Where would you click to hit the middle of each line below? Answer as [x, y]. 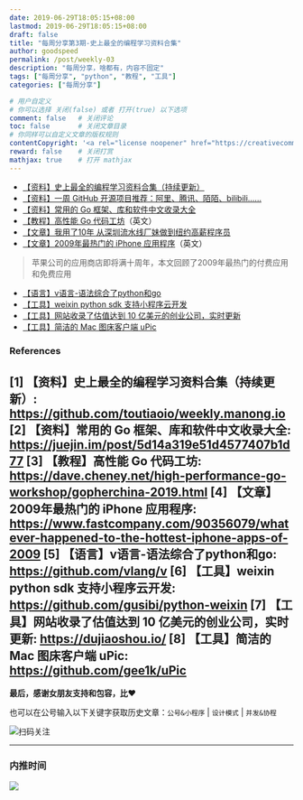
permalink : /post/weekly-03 [62, 60]
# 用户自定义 [30, 101]
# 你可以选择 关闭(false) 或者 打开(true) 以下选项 [98, 109]
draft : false [34, 34]
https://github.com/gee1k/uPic [98, 670]
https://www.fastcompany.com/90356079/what [149, 523]
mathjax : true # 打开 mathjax [71, 160]
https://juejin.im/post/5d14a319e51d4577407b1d [150, 445]
